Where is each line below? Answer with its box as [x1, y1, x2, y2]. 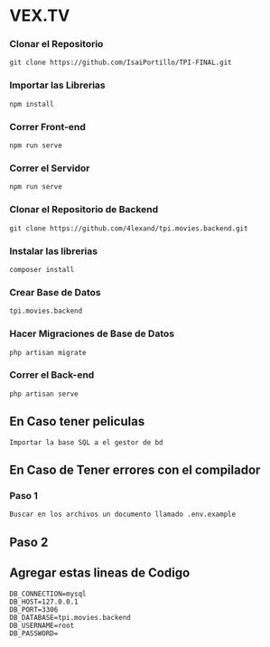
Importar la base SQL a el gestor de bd [9, 437, 164, 447]
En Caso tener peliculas [9, 414, 145, 429]
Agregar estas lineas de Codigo [9, 566, 191, 581]
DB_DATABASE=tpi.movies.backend [9, 613, 131, 622]
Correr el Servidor [9, 162, 90, 174]
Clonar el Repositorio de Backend [9, 203, 159, 216]
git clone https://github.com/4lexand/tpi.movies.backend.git [9, 223, 248, 233]
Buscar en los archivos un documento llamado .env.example [9, 510, 237, 520]
